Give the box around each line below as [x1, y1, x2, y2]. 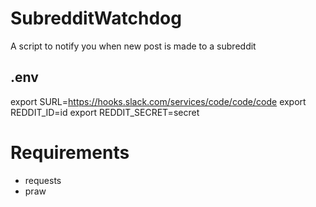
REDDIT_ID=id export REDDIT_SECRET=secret [10, 106, 200, 118]
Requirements [10, 141, 130, 164]
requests [24, 174, 62, 186]
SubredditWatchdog [10, 7, 182, 30]
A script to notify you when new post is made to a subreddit [10, 40, 257, 52]
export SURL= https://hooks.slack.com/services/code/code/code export [10, 95, 307, 107]
